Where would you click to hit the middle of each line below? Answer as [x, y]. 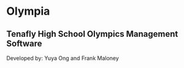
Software [24, 43]
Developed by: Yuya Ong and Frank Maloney [63, 58]
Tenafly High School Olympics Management [92, 34]
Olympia [28, 11]
